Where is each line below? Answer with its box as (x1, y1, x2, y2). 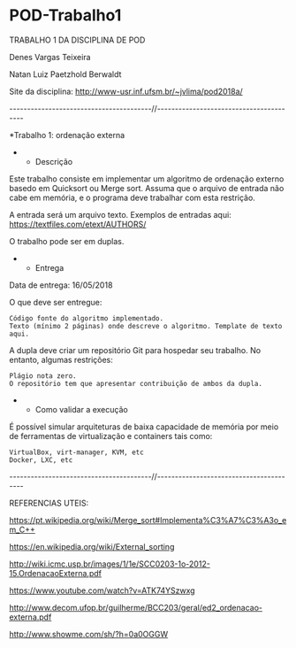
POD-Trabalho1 (9, 5, 122, 26)
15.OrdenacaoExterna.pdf (9, 567, 102, 578)
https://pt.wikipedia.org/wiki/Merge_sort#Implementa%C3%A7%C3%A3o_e (9, 514, 287, 525)
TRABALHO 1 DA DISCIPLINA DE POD (9, 35, 146, 45)
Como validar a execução (34, 404, 128, 414)
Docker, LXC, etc (9, 455, 73, 465)
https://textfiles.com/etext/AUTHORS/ (9, 219, 147, 229)
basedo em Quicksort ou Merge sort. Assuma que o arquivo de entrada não (9, 182, 285, 193)
